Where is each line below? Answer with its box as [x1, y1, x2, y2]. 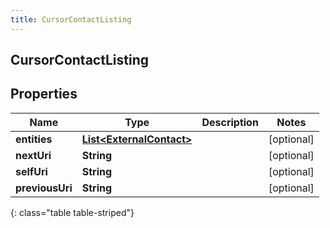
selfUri [15, 164, 48, 178]
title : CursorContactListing [10, 14, 132, 25]
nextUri [15, 148, 52, 162]
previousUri [15, 181, 73, 195]
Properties [10, 86, 78, 103]
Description [201, 115, 259, 129]
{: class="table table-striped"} [10, 206, 135, 218]
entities [15, 132, 53, 146]
